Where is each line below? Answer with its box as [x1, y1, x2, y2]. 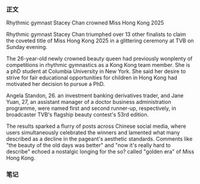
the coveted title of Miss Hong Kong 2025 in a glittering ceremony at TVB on [6, 37, 194, 44]
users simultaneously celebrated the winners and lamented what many [6, 129, 180, 136]
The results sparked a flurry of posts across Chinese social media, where [6, 122, 186, 130]
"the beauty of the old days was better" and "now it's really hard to [6, 142, 171, 149]
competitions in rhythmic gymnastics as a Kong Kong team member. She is [6, 62, 190, 69]
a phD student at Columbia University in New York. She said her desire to [6, 68, 186, 75]
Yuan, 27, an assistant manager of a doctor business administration [6, 99, 171, 106]
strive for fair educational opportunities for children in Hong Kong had [6, 74, 177, 81]
